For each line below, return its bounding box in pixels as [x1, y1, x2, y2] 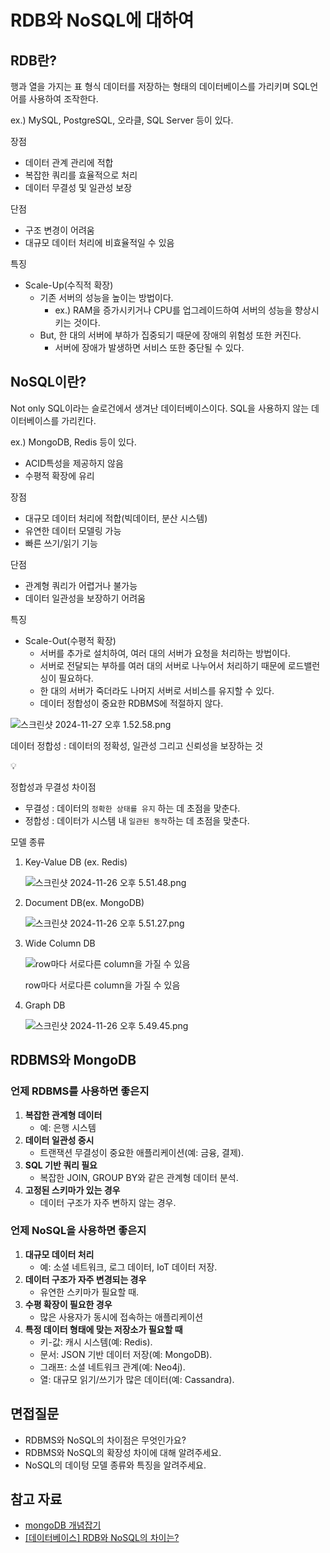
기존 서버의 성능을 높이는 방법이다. [39, 292, 174, 303]
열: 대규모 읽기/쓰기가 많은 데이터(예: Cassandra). [39, 1373, 235, 1385]
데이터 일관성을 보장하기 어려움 [24, 592, 146, 604]
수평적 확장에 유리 [24, 469, 95, 481]
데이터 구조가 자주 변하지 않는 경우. [39, 1196, 177, 1208]
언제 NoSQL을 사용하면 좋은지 [10, 1224, 147, 1238]
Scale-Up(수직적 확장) [24, 279, 114, 291]
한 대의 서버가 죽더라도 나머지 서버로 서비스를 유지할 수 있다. [39, 684, 275, 696]
